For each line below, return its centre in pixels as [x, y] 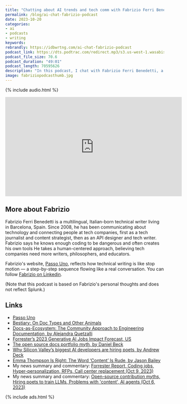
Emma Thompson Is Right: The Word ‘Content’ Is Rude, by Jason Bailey [86, 360]
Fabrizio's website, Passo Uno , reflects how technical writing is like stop [80, 263]
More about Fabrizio [38, 210]
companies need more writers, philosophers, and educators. [68, 254]
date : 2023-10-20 [23, 19]
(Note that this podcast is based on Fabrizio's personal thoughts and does [82, 284]
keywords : [16, 43]
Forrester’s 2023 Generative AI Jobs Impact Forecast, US [72, 339]
